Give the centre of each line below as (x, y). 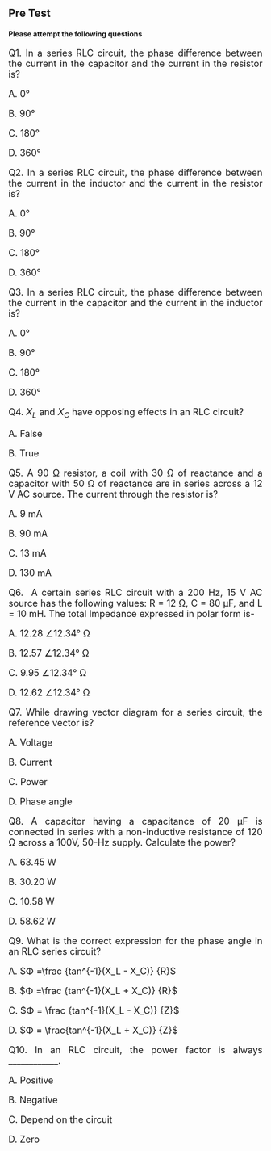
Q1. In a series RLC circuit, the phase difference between (135, 53)
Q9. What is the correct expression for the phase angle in (135, 941)
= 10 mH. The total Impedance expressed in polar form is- (132, 614)
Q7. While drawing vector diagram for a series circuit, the (135, 712)
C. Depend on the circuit (60, 1120)
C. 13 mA (27, 554)
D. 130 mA (30, 573)
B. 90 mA (28, 534)
